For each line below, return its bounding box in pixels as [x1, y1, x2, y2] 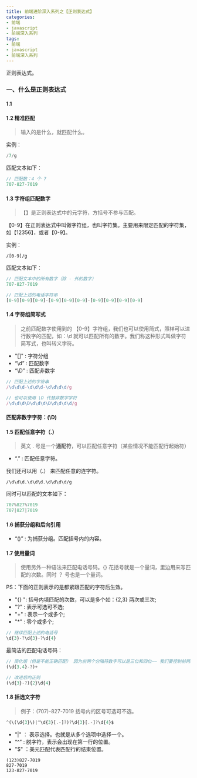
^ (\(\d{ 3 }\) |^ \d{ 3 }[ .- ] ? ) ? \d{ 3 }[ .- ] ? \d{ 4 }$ [6, 719, 114, 725]
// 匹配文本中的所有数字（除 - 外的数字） [6, 276, 97, 282]
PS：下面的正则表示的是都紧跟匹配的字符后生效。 [6, 583, 126, 591]
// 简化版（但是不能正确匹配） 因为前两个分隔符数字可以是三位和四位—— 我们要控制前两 [6, 659, 191, 665]
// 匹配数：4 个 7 [6, 176, 47, 182]
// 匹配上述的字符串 [6, 379, 49, 385]
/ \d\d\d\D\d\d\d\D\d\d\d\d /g [6, 400, 77, 406]
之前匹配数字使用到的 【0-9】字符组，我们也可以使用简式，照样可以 [20, 325, 185, 332]
